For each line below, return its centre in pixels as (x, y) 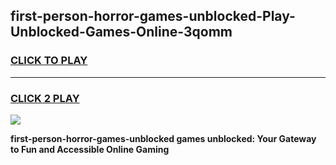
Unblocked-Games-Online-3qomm (121, 32)
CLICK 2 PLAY (45, 98)
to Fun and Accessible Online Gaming (90, 149)
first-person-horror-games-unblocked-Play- (153, 16)
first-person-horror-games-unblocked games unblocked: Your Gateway (163, 138)
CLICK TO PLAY (49, 61)
